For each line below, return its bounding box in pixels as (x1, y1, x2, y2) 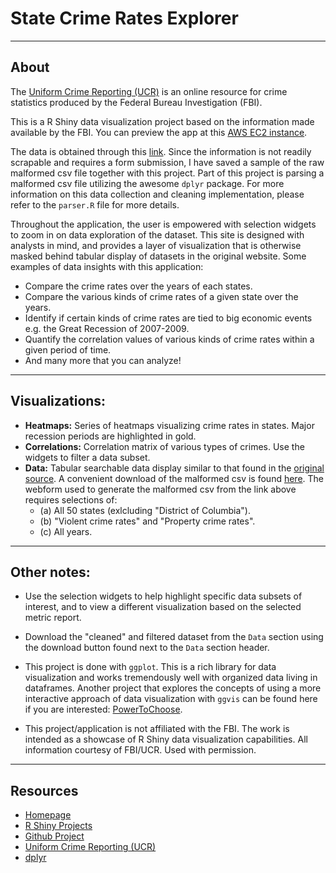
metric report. (24, 612, 82, 624)
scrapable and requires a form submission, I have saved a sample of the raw (10, 156, 325, 168)
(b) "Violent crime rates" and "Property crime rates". (39, 515, 256, 527)
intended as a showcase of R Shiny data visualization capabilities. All (24, 733, 308, 746)
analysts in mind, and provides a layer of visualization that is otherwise (10, 239, 302, 251)
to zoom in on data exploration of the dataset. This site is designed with (10, 228, 305, 241)
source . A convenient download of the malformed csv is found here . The (24, 472, 325, 484)
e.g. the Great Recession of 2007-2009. (24, 322, 190, 334)
